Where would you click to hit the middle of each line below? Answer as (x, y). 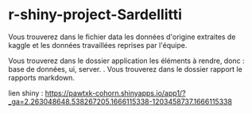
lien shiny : (26, 92)
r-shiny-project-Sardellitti (95, 15)
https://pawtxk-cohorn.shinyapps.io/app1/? (115, 92)
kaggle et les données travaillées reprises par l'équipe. (98, 45)
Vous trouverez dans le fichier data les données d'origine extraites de (122, 37)
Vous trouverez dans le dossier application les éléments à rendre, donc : (126, 61)
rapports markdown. (42, 77)
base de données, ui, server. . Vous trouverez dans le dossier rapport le (125, 69)
